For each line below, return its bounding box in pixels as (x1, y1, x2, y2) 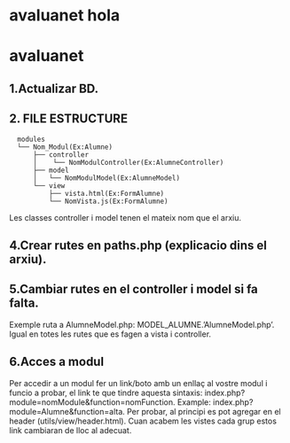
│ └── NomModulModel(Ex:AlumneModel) (32, 174, 180, 183)
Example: (176, 396, 211, 408)
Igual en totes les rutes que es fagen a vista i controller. (9, 329, 211, 339)
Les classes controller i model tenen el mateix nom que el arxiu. (9, 212, 242, 222)
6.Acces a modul (9, 354, 105, 369)
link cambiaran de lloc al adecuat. (9, 424, 132, 435)
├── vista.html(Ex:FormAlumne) (48, 189, 165, 198)
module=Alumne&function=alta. (9, 406, 126, 416)
